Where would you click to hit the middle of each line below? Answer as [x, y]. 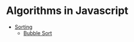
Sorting [23, 27]
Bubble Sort [38, 33]
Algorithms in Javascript [67, 11]
